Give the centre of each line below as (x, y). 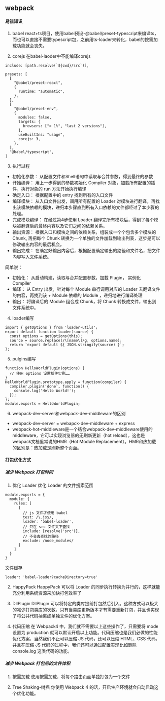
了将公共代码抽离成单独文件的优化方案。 (53, 616)
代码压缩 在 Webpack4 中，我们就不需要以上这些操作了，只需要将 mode (85, 626)
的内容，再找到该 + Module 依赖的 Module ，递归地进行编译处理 (77, 295)
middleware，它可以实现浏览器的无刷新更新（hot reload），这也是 (79, 435)
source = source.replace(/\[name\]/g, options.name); (66, 340)
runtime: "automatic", (41, 91)
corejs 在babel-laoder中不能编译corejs (51, 56)
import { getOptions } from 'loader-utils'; (51, 327)
